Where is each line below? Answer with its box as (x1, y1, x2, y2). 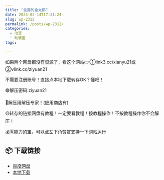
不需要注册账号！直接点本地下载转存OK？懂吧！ (5, 76, 104, 82)
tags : (5, 40, 17, 45)
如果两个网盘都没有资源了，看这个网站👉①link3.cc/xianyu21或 (5, 59, 136, 65)
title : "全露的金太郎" (5, 7, 48, 13)
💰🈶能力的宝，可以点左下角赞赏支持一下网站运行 (5, 129, 106, 135)
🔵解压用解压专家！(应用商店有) (5, 99, 69, 106)
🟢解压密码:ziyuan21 (5, 87, 47, 93)
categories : (5, 26, 30, 31)
